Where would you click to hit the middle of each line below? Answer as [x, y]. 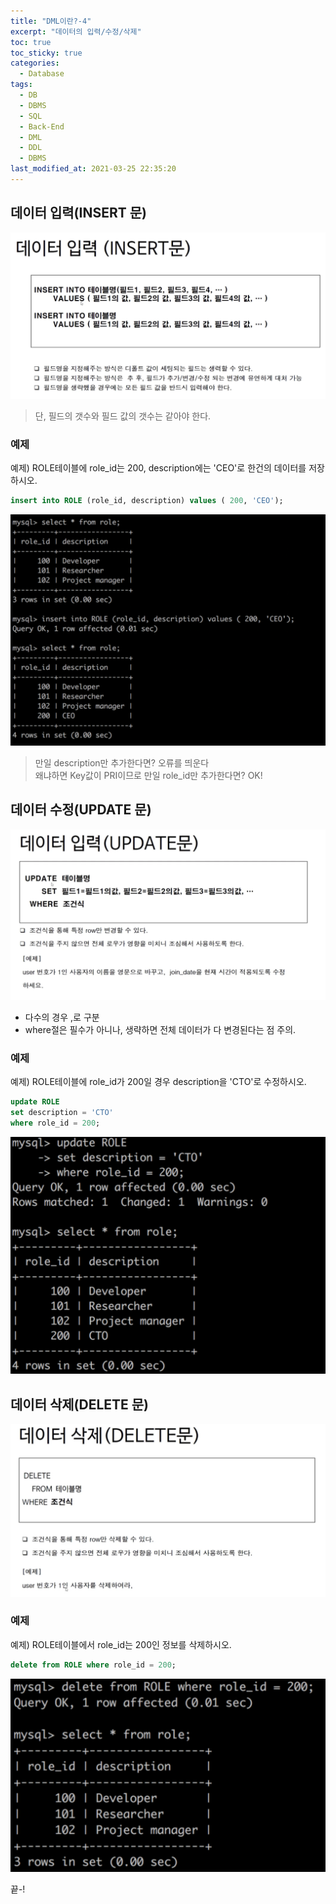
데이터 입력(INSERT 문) [78, 213]
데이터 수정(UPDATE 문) [81, 810]
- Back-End [42, 126]
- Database [42, 74]
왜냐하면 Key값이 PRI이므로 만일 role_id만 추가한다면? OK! [148, 775]
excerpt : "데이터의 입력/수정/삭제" [76, 31]
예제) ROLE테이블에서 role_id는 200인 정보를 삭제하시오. [121, 1644]
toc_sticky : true [46, 53]
